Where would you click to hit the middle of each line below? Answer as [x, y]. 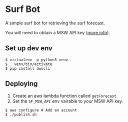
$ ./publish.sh [21, 115]
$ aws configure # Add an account [41, 110]
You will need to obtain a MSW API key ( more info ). [57, 32]
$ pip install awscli [28, 68]
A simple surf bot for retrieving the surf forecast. [55, 23]
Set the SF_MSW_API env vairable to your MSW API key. [68, 101]
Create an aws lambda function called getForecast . [65, 96]
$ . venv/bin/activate [29, 64]
